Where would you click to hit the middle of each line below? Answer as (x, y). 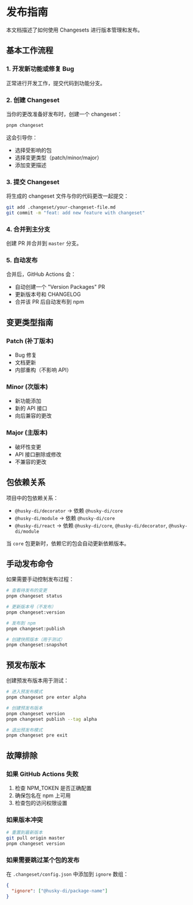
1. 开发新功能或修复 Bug (40, 69)
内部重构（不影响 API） (43, 370)
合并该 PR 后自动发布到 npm (49, 302)
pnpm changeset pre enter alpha (46, 698)
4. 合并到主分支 (28, 229)
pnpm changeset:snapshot (37, 645)
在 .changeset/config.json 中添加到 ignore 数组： (68, 874)
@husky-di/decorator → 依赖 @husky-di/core (69, 511)
